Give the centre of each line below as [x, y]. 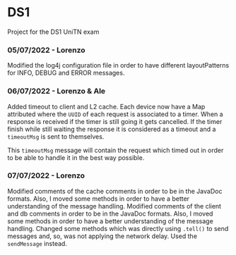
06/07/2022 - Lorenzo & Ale [57, 91]
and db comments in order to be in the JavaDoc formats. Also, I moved [110, 213]
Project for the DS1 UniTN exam [53, 32]
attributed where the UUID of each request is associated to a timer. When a [116, 114]
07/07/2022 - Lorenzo [46, 175]
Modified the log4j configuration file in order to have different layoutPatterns [118, 66]
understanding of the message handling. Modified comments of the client [114, 206]
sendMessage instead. [37, 243]
